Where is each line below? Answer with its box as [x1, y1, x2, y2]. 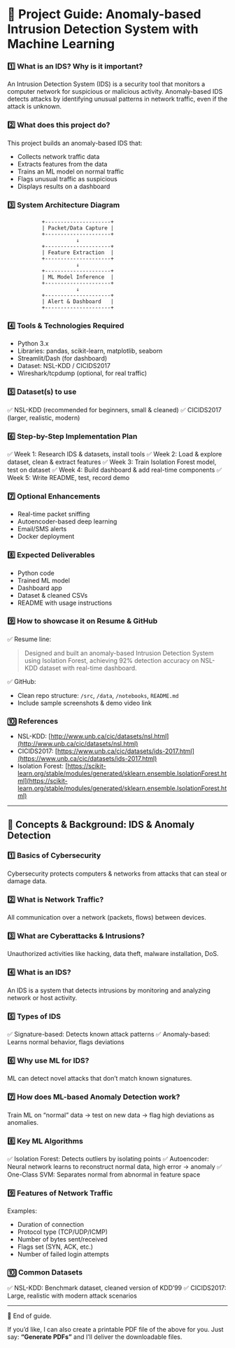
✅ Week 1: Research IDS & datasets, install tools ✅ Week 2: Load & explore [7, 449, 222, 458]
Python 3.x [17, 339, 49, 348]
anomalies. [7, 1118, 39, 1126]
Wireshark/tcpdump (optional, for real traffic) [17, 369, 148, 377]
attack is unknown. [7, 102, 62, 111]
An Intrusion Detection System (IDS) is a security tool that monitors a [7, 80, 206, 88]
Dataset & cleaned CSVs [17, 591, 88, 599]
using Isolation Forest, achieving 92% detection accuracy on [24, 656, 199, 664]
